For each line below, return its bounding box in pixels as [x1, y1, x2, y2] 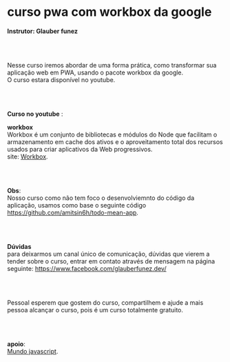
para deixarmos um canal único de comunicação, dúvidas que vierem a [7, 250, 210, 258]
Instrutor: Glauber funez [7, 27, 78, 35]
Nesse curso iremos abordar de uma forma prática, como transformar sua [7, 61, 217, 69]
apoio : [7, 339, 25, 348]
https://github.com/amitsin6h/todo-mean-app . [7, 208, 139, 217]
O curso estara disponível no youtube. [7, 75, 116, 83]
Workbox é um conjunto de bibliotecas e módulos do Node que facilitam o [7, 130, 218, 139]
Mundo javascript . [7, 347, 59, 355]
